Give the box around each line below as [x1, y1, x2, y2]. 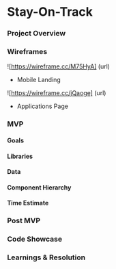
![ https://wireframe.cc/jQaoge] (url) [7, 89, 106, 97]
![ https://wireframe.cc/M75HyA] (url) [7, 62, 111, 71]
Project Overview [7, 29, 66, 38]
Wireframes [7, 47, 48, 57]
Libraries [7, 152, 33, 160]
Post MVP [7, 216, 41, 226]
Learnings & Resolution [7, 253, 86, 262]
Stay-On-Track [7, 4, 93, 20]
